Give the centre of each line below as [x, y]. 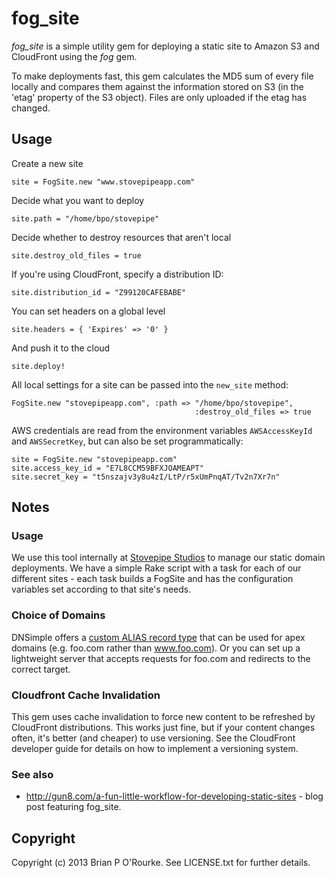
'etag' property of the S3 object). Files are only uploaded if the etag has [159, 97]
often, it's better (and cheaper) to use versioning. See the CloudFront [153, 738]
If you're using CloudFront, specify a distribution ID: [117, 274]
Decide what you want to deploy [78, 200]
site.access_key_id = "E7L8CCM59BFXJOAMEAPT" [107, 468]
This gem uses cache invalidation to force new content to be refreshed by [163, 717]
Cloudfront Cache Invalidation [86, 695]
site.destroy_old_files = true [76, 255]
